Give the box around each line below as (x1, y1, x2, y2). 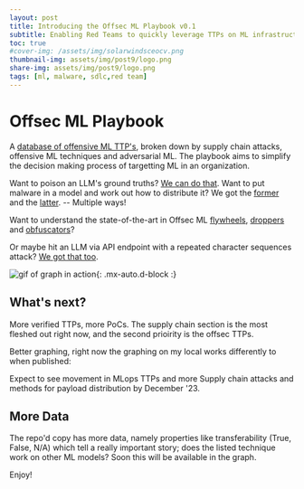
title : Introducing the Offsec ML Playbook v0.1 (9, 22, 196, 31)
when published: (9, 355, 71, 366)
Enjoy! (9, 469, 33, 480)
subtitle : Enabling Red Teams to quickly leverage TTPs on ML (9, 30, 249, 39)
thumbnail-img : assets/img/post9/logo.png (9, 55, 172, 64)
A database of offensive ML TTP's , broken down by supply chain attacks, (9, 141, 283, 152)
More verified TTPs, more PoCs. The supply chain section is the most (9, 318, 269, 330)
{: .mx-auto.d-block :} (96, 268, 177, 279)
